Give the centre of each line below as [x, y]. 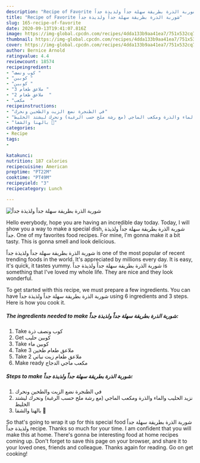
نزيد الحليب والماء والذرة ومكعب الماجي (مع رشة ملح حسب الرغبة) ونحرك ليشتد [104, 397]
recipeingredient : [29, 67]
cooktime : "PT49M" [29, 178]
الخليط [22, 404]
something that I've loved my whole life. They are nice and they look [90, 272]
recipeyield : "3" [28, 183]
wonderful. [19, 278]
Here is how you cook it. [36, 302]
